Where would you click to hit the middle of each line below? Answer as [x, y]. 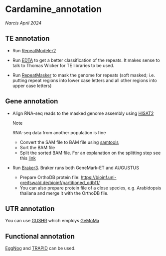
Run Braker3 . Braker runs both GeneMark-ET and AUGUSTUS [76, 168]
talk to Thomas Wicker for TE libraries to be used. [63, 65]
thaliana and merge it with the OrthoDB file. [64, 193]
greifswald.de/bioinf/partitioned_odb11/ [60, 182]
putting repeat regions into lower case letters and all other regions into [84, 80]
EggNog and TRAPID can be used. [40, 248]
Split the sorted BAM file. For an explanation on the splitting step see [90, 153]
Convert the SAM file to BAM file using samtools [69, 142]
